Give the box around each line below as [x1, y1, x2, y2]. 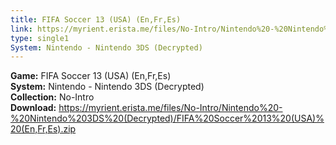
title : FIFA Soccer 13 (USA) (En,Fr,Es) [10, 14, 182, 25]
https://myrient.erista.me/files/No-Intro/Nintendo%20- [58, 102, 283, 114]
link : [10, 24, 33, 34]
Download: [10, 102, 57, 114]
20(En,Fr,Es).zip [10, 123, 77, 135]
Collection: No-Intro [10, 91, 95, 103]
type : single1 [10, 33, 70, 43]
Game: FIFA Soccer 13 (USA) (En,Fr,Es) [10, 70, 172, 82]
